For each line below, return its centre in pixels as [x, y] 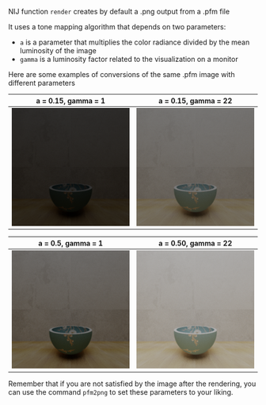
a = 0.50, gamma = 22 [195, 243]
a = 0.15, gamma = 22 [195, 100]
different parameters [42, 83]
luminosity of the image [58, 50]
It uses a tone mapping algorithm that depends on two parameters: [117, 27]
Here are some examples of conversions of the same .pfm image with [122, 74]
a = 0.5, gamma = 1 [71, 243]
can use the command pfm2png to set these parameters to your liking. [121, 391]
